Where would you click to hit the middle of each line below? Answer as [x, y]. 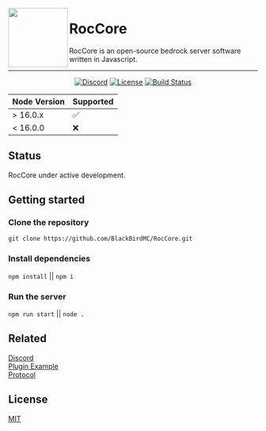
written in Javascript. [103, 59]
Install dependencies [49, 259]
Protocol [22, 374]
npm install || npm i [41, 276]
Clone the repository [49, 223]
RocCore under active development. [67, 175]
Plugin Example [34, 366]
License [28, 400]
